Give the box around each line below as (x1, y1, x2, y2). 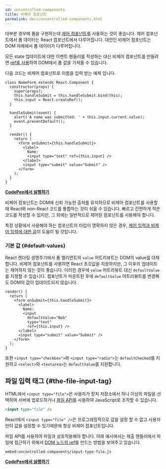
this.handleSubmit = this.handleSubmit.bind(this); (14, 93, 123, 98)
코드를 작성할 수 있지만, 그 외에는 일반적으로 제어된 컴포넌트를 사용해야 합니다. (5, 212, 156, 218)
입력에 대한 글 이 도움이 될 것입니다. (10, 229, 78, 235)
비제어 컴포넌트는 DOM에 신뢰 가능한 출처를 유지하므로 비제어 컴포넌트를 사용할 (5, 200, 158, 206)
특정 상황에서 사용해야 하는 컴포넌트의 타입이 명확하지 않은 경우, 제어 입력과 (5, 222, 150, 228)
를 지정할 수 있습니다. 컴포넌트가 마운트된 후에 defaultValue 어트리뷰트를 (5, 273, 147, 279)
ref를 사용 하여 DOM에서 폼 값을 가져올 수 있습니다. (10, 60, 108, 66)
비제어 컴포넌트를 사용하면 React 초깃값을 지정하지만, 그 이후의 (19, 261, 141, 266)
